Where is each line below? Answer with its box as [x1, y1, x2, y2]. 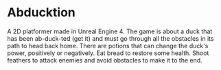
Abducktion [7, 5, 75, 20]
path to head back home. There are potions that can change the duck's [7, 41, 209, 50]
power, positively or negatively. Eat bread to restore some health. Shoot [7, 49, 209, 57]
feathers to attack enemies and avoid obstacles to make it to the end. [7, 56, 202, 64]
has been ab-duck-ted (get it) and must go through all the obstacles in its [7, 34, 214, 42]
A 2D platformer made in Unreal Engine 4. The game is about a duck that [7, 27, 213, 35]
